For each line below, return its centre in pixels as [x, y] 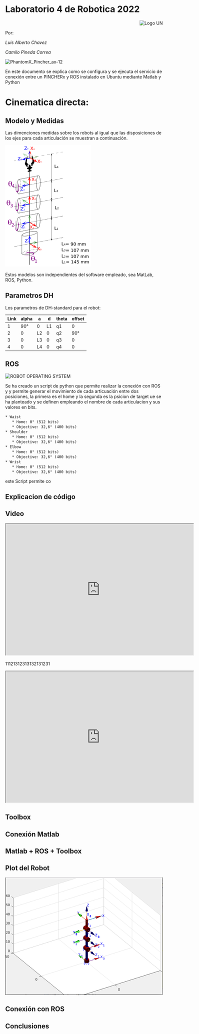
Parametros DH [29, 296]
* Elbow [13, 447]
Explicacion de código [40, 497]
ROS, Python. [19, 280]
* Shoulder [16, 432]
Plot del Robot [27, 868]
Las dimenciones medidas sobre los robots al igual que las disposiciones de [83, 132]
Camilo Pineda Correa [28, 52]
